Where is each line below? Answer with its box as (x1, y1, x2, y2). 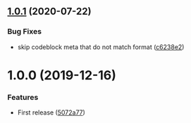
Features (7, 92, 39, 102)
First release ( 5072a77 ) (17, 108, 86, 117)
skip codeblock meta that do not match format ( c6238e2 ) (17, 42, 185, 51)
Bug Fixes (7, 27, 42, 37)
